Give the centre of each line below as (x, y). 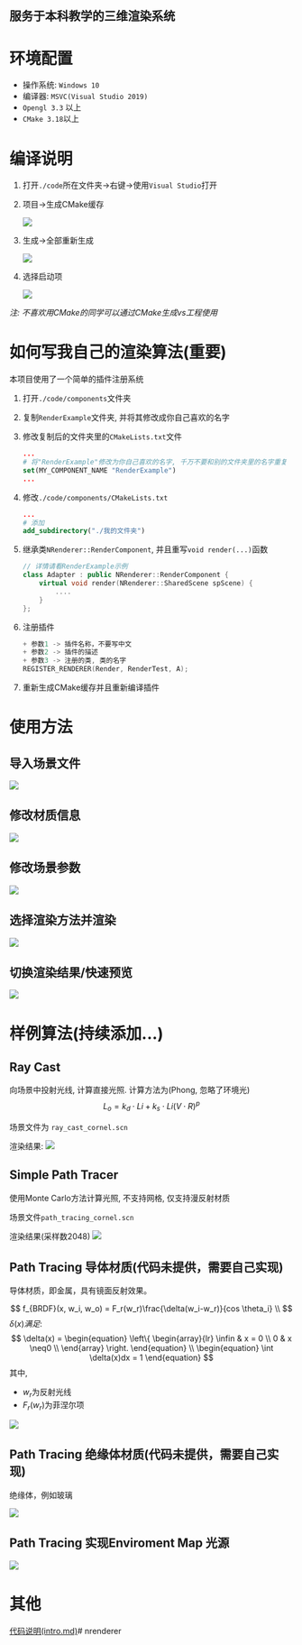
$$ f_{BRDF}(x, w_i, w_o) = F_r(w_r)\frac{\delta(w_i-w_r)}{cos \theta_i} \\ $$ (151, 1309)
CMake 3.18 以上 (50, 119)
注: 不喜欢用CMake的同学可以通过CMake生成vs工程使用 (114, 313)
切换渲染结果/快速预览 (71, 972)
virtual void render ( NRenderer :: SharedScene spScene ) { (146, 584)
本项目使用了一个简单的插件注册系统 (77, 379)
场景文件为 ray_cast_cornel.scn (69, 1126)
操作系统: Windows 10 (61, 85)
